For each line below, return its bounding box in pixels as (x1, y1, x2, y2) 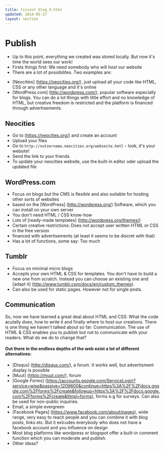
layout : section (5, 16, 38, 21)
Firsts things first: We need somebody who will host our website (12, 64, 142, 70)
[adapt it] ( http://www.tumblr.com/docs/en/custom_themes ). (12, 281, 135, 287)
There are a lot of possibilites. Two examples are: (12, 69, 112, 75)
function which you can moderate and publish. (12, 435, 107, 441)
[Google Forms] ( (12, 377, 47, 384)
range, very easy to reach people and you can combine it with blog (12, 414, 148, 420)
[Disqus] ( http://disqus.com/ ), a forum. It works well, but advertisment (12, 362, 154, 368)
